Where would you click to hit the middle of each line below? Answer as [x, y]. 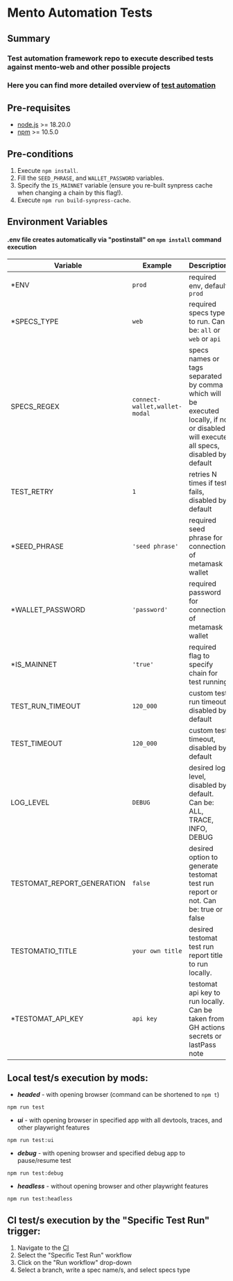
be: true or [206, 909]
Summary [29, 39]
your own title [157, 951]
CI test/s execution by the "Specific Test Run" [109, 1220]
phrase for [206, 538]
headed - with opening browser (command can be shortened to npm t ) [118, 1095]
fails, [197, 491]
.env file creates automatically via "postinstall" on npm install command [114, 240]
